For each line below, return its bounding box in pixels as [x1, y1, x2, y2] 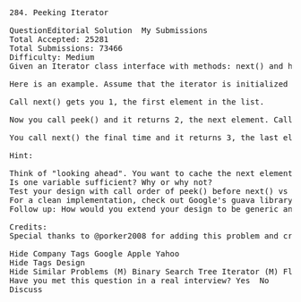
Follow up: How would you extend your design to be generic [9, 205, 279, 214]
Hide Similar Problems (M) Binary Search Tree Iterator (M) [9, 267, 279, 276]
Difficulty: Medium [9, 53, 95, 62]
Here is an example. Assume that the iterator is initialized [9, 80, 288, 88]
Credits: [9, 222, 47, 231]
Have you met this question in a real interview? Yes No [9, 276, 270, 285]
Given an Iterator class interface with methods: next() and [9, 62, 284, 71]
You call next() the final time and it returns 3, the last [9, 133, 279, 142]
